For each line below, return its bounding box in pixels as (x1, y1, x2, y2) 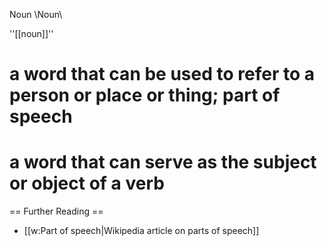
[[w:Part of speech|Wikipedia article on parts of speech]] (23, 225, 260, 237)
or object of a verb (9, 172, 165, 195)
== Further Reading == (9, 205, 104, 218)
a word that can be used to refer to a (9, 63, 315, 86)
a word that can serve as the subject (9, 151, 317, 174)
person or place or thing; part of (9, 84, 281, 107)
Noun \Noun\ (9, 9, 63, 20)
